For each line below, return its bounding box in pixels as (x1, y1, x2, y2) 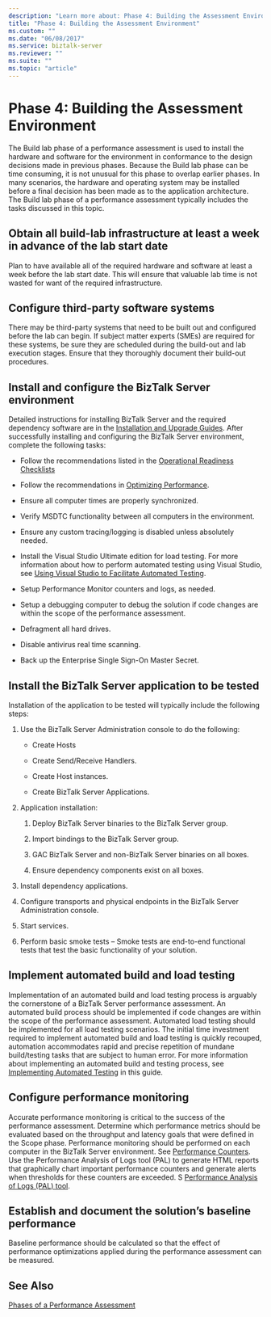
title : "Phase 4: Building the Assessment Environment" (8, 19, 200, 27)
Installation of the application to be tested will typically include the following (8, 700, 261, 709)
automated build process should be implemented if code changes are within (8, 1007, 261, 1016)
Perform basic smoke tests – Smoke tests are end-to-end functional (19, 936, 246, 946)
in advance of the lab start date (8, 239, 169, 253)
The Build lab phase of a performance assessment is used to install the (8, 143, 244, 153)
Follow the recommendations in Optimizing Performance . (19, 480, 210, 490)
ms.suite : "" (8, 57, 52, 65)
